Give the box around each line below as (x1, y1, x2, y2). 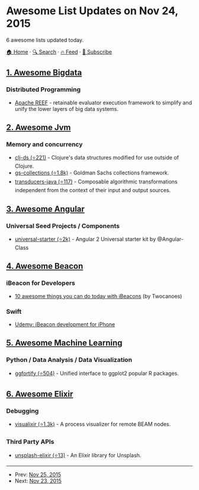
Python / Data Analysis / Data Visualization (6, 356, 132, 364)
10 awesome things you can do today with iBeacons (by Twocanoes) (14, 292, 182, 300)
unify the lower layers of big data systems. (14, 105, 119, 112)
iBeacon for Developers (6, 279, 75, 287)
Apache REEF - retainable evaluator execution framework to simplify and (14, 99, 192, 106)
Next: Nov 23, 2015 (14, 477, 62, 484)
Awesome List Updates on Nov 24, (6, 4, 179, 18)
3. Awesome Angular (6, 203, 85, 214)
